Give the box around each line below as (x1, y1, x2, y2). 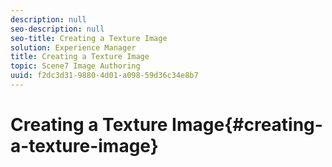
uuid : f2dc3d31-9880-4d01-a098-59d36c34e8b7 (10, 71, 199, 81)
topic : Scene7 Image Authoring (10, 61, 141, 71)
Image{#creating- (171, 114, 323, 136)
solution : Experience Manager (10, 42, 137, 53)
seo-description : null (10, 24, 105, 34)
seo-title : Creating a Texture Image (10, 33, 168, 43)
